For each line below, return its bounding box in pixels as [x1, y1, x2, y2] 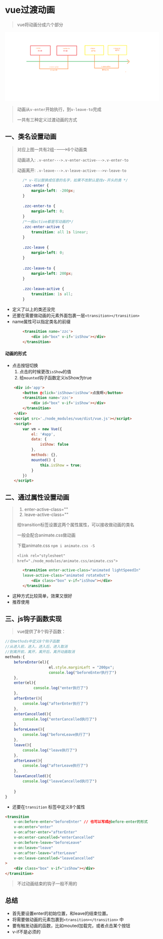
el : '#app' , [31, 431, 56, 437]
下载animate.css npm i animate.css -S [17, 543, 95, 549]
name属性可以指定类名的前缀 [12, 319, 71, 324]
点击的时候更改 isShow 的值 [19, 369, 72, 375]
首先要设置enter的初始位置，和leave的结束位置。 [12, 910, 111, 916]
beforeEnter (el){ [14, 660, 49, 665]
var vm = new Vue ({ [22, 427, 62, 431]
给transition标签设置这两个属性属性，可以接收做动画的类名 [17, 522, 135, 528]
